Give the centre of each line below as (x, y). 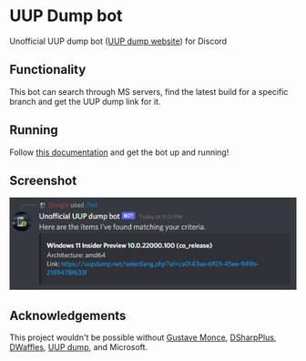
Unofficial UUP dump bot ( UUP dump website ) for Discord (118, 41)
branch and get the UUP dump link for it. (85, 101)
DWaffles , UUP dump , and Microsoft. (79, 347)
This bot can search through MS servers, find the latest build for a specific (149, 91)
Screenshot (43, 180)
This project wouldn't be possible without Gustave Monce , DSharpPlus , (143, 337)
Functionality (48, 70)
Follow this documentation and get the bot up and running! (119, 152)
